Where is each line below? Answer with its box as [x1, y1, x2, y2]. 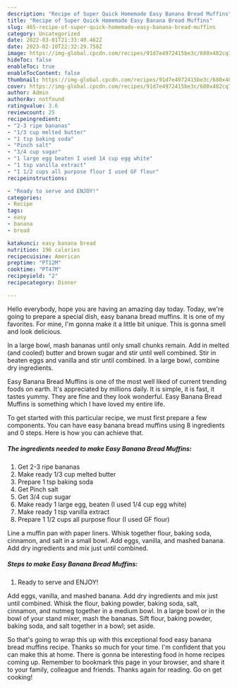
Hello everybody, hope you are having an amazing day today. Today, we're [7, 305, 224, 313]
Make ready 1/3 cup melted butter [17, 470, 116, 478]
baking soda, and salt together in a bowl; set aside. [7, 622, 156, 630]
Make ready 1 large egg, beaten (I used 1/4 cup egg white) [17, 500, 187, 508]
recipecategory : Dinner [7, 279, 78, 286]
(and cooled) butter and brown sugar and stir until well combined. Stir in [7, 348, 217, 357]
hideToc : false [7, 57, 52, 64]
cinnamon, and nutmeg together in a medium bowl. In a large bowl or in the [7, 606, 226, 615]
